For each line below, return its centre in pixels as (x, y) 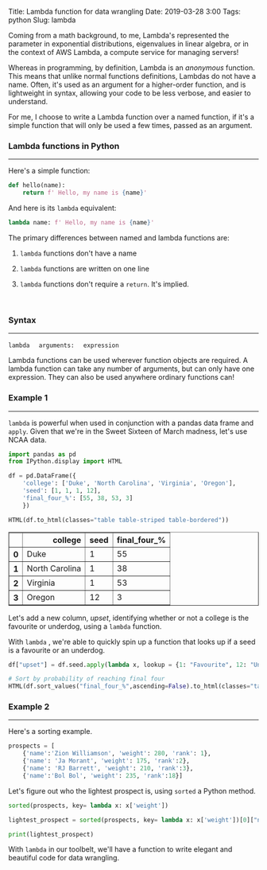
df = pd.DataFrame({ (43, 476)
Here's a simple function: (49, 171)
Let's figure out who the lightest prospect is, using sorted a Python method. (132, 790)
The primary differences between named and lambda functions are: (119, 237)
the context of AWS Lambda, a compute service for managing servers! (124, 52)
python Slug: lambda (42, 20)
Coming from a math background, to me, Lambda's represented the (119, 35)
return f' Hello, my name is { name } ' (85, 193)
